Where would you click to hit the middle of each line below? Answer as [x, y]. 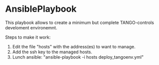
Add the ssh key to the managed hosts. [52, 52]
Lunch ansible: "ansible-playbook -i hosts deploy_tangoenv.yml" [78, 57]
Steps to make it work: [28, 37]
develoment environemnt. [31, 27]
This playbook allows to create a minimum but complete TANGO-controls [80, 22]
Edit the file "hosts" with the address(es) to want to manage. [74, 46]
